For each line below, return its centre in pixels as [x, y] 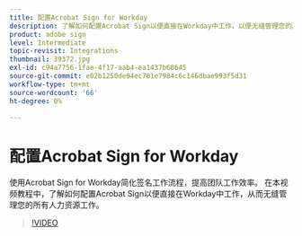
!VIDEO [44, 223]
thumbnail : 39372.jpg [50, 59]
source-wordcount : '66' [54, 92]
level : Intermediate [48, 43]
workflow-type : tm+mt [50, 84]
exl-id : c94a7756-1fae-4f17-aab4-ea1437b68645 [98, 68]
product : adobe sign [48, 34]
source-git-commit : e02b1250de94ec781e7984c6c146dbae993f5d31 [128, 76]
